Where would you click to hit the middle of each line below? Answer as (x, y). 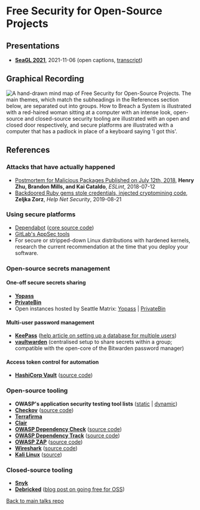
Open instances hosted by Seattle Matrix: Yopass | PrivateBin (90, 308)
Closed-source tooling (39, 470)
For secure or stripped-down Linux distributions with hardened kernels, (102, 240)
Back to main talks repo (35, 500)
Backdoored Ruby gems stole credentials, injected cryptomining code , (101, 193)
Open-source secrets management (58, 268)
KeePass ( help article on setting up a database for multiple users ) (96, 336)
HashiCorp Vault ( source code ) (54, 375)
